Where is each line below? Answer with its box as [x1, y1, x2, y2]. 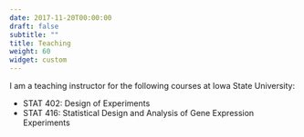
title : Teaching [9, 38, 71, 48]
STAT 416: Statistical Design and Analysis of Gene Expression [22, 108, 255, 118]
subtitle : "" [9, 30, 59, 39]
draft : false [9, 22, 59, 31]
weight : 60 [9, 47, 51, 56]
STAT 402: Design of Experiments [22, 98, 151, 109]
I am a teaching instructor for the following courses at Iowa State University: [9, 81, 295, 91]
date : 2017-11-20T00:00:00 [9, 13, 112, 23]
